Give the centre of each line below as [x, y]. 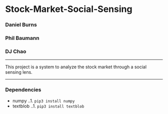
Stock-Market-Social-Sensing [69, 9]
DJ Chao [16, 51]
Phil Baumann [22, 38]
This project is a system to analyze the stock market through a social [76, 67]
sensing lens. [19, 72]
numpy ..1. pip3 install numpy [43, 101]
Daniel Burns [21, 25]
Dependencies [23, 90]
